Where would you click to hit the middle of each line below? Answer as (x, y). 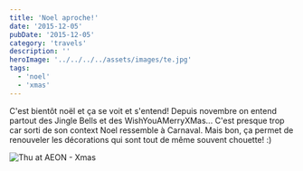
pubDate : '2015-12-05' (52, 34)
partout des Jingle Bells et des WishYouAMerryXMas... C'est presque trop (147, 120)
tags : (19, 69)
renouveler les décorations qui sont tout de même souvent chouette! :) (141, 139)
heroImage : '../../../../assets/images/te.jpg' (101, 60)
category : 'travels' (48, 43)
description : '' (40, 52)
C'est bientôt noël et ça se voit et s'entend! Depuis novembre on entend (143, 110)
